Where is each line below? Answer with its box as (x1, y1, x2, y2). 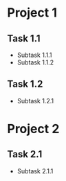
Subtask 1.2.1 (16, 96, 54, 105)
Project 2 (7, 121, 60, 137)
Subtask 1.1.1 (16, 51, 52, 59)
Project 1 (7, 5, 57, 21)
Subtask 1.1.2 (16, 58, 54, 67)
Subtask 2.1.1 (16, 166, 54, 175)
